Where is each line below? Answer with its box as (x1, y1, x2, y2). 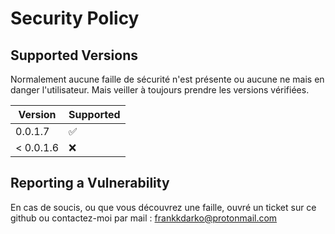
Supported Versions (10, 47, 138, 64)
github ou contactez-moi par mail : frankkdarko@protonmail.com (10, 212, 278, 224)
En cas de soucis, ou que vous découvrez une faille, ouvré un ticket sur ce (10, 201, 317, 213)
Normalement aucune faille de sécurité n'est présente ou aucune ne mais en (10, 73, 325, 85)
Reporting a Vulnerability (10, 175, 170, 192)
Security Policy (10, 7, 140, 30)
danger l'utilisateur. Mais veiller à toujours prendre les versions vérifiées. (10, 84, 310, 96)
